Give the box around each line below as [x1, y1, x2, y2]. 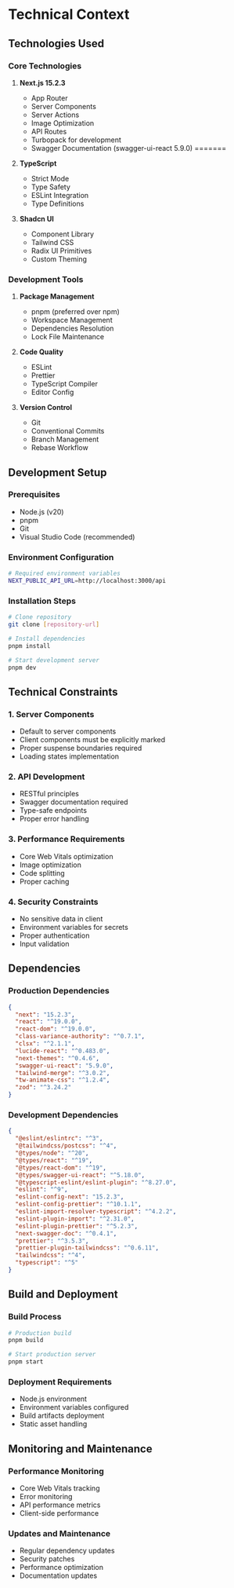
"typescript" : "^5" [15, 1259, 79, 1267]
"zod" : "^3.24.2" [15, 1084, 72, 1092]
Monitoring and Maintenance [8, 1442, 153, 1455]
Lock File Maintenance [31, 332, 105, 342]
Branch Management [31, 434, 99, 445]
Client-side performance [19, 1509, 99, 1518]
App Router [31, 93, 68, 103]
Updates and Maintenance [8, 1528, 111, 1539]
